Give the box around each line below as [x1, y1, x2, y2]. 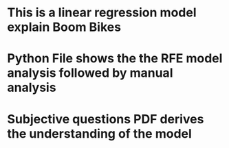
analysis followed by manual [7, 65, 173, 81]
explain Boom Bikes [7, 19, 122, 35]
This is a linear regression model [7, 5, 197, 21]
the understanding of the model [7, 125, 193, 141]
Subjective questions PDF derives [7, 111, 204, 127]
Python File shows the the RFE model [7, 51, 223, 66]
